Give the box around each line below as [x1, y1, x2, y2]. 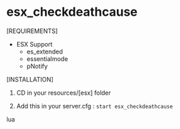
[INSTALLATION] [6, 75, 54, 83]
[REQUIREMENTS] [6, 27, 58, 35]
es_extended [26, 47, 63, 56]
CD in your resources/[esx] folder [16, 89, 111, 97]
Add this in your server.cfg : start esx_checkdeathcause [16, 102, 173, 110]
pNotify [26, 62, 49, 70]
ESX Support [16, 40, 53, 48]
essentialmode [26, 54, 68, 62]
